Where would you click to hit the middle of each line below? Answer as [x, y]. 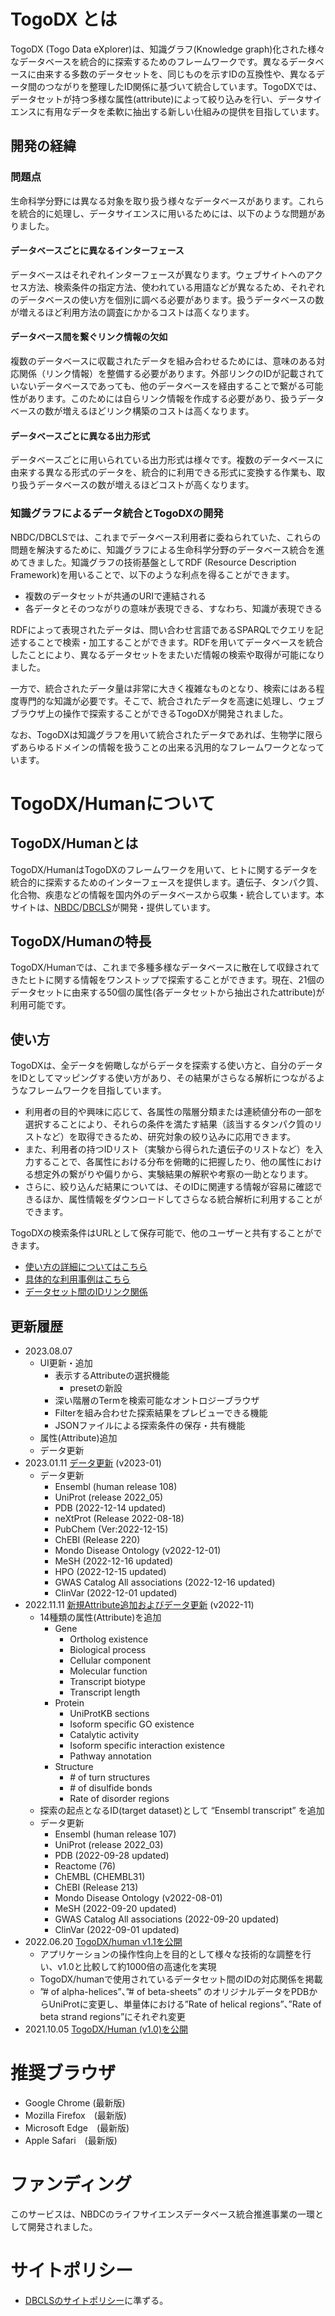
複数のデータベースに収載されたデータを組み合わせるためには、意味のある [163, 361]
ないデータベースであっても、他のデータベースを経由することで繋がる [162, 386]
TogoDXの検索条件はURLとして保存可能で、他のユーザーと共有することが [162, 1233]
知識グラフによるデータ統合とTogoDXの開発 [117, 513]
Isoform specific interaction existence [147, 1745]
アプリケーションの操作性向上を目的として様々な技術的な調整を [171, 1954]
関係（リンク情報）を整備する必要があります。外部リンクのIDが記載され [167, 374]
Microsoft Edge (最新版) [77, 2127]
